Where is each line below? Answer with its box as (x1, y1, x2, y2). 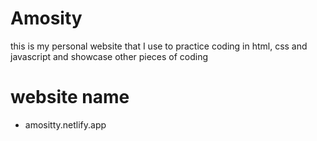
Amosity (10, 7, 83, 30)
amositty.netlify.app (24, 118, 107, 131)
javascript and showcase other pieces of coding (10, 50, 209, 62)
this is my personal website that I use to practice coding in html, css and (10, 40, 308, 52)
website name (10, 86, 130, 109)
